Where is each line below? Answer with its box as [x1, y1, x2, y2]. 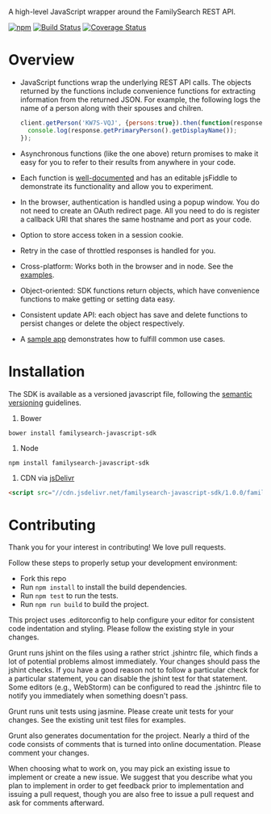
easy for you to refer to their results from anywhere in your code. [19, 157, 236, 167]
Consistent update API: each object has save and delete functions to [19, 310, 248, 319]
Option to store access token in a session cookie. [19, 230, 184, 239]
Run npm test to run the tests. [19, 591, 119, 601]
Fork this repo [19, 574, 67, 584]
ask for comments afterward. [8, 798, 105, 808]
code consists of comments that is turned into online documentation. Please [8, 740, 261, 749]
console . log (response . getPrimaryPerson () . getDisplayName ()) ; [27, 126, 238, 134]
